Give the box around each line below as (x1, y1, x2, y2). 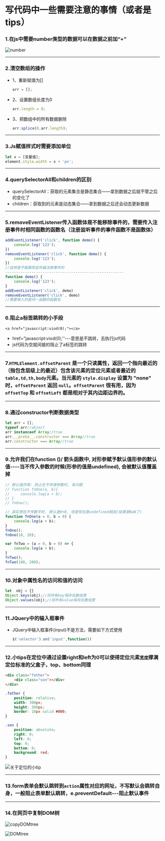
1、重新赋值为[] (12, 77, 43, 83)
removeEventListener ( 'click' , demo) (5, 293, 80, 298)
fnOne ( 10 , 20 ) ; (5, 532, 36, 537)
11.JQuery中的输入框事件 (5, 615, 65, 622)
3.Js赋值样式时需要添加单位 (5, 143, 71, 150)
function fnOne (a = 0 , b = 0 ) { (5, 514, 71, 519)
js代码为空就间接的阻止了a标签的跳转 (12, 341, 87, 348)
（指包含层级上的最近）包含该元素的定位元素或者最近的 (5, 367, 136, 374)
